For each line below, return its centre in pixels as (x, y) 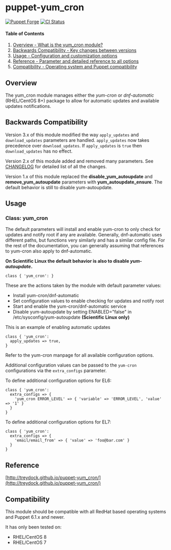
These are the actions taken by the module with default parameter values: (83, 286)
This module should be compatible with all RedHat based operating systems (86, 512)
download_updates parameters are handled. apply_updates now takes (78, 140)
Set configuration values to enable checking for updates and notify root (88, 301)
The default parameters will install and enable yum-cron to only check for (83, 229)
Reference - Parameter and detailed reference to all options (76, 61)
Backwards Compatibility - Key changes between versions (75, 50)
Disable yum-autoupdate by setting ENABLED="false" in (72, 312)
